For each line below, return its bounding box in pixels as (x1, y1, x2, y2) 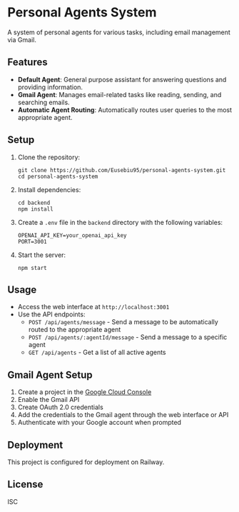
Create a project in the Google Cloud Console (17, 388, 152, 396)
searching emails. (17, 98, 70, 106)
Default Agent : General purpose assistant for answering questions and (17, 75, 227, 84)
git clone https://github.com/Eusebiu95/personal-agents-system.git (17, 166, 226, 174)
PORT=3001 (17, 238, 48, 245)
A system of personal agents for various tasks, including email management (7, 28, 230, 36)
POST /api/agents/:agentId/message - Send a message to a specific (28, 333, 228, 341)
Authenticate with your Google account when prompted (17, 418, 182, 427)
